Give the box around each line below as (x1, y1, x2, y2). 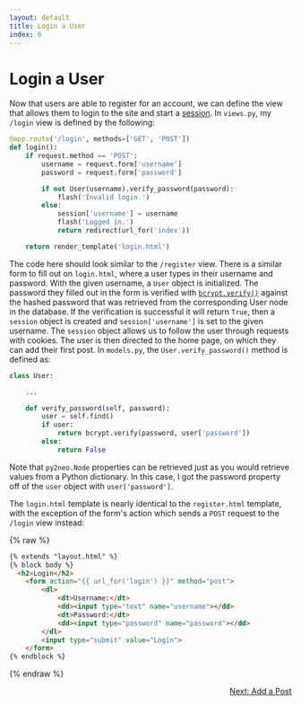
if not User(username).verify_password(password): (41, 184, 235, 193)
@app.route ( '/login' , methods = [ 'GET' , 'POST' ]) (9, 135, 191, 144)
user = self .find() (41, 412, 115, 421)
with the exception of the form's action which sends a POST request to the (9, 507, 279, 518)
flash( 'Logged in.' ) (56, 217, 134, 227)
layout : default (9, 13, 70, 22)
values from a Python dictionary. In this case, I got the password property (9, 471, 280, 481)
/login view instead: (9, 517, 85, 528)
